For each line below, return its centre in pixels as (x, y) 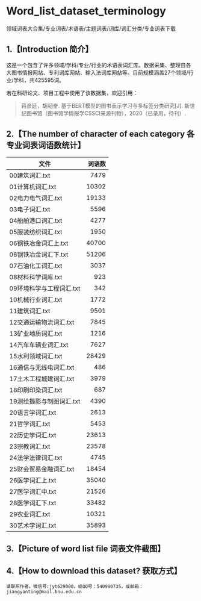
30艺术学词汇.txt (33, 525)
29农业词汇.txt (30, 514)
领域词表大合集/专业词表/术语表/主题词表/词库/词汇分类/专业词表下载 (91, 28)
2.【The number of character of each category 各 (100, 134)
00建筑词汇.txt (30, 175)
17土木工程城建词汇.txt (42, 379)
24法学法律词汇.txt (36, 458)
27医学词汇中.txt (33, 491)
